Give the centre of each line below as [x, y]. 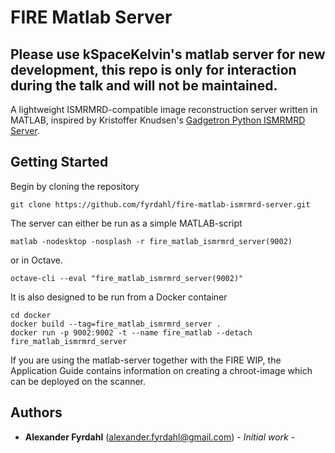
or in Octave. [36, 260]
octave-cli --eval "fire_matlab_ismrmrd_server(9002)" [127, 278]
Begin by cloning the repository [75, 186]
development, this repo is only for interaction [153, 69]
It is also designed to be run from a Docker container [119, 297]
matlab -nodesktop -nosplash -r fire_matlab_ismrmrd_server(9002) [151, 241]
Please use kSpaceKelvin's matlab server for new [168, 54]
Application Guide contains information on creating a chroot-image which [161, 370]
